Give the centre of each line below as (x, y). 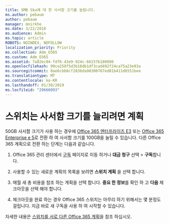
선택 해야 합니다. (46, 189)
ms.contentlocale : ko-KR (31, 80)
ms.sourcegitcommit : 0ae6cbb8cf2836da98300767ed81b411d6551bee (73, 71)
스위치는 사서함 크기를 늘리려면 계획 (74, 116)
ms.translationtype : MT (30, 76)
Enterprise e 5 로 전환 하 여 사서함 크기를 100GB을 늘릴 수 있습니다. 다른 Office (83, 138)
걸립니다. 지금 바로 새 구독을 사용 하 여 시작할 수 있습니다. (69, 206)
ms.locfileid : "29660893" (32, 90)
